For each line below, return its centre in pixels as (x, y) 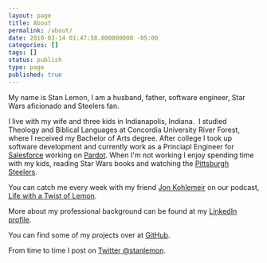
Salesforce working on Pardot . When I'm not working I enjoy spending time (131, 155)
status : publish (35, 60)
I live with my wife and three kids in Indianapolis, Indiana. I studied (118, 121)
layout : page (30, 15)
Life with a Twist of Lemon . (53, 195)
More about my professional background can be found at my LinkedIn (123, 211)
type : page (26, 68)
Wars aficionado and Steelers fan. (64, 106)
